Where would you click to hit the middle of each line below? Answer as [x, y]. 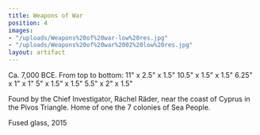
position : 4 [28, 23]
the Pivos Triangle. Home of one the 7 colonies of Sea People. [109, 107]
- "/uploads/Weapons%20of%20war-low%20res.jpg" [88, 38]
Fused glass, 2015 [38, 123]
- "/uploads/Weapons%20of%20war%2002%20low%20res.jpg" [101, 45]
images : [21, 30]
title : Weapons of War [46, 15]
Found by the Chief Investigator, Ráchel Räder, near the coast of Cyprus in [130, 99]
